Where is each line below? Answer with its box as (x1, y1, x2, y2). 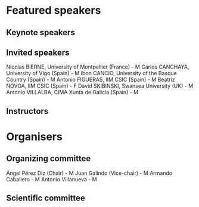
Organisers (6, 129, 63, 143)
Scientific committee (6, 193, 85, 203)
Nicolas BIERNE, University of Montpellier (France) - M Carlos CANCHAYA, (6, 63, 189, 70)
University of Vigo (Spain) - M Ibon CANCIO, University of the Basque (6, 70, 177, 77)
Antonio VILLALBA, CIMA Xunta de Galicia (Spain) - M (6, 89, 139, 96)
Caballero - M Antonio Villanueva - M (6, 175, 97, 183)
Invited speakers (6, 47, 70, 57)
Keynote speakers (6, 27, 76, 38)
